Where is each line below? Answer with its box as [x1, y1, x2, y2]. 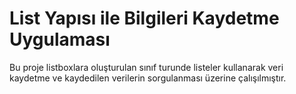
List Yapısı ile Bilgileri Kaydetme [9, 7, 280, 30]
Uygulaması [9, 28, 111, 51]
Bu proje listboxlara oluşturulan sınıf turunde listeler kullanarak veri [9, 61, 284, 73]
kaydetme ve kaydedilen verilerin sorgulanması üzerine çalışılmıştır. [9, 72, 287, 84]
